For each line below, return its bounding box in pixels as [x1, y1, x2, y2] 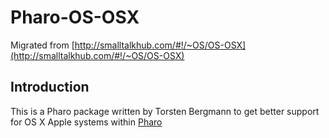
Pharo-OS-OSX [10, 6, 140, 29]
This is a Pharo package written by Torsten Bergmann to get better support [10, 105, 320, 117]
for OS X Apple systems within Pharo [10, 116, 163, 128]
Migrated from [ [10, 39, 75, 51]
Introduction [10, 79, 90, 96]
